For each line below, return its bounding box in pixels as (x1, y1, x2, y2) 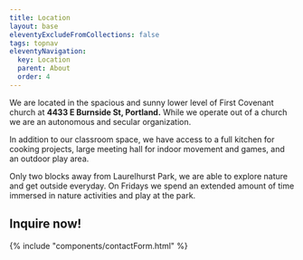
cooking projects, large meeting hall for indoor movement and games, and (9, 143, 285, 154)
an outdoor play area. (9, 153, 90, 164)
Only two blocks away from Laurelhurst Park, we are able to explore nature (9, 170, 289, 181)
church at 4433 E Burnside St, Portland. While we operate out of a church (9, 106, 288, 118)
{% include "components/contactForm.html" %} (9, 240, 188, 251)
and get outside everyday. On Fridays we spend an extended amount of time (9, 180, 295, 191)
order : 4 (17, 72, 51, 82)
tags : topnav (9, 38, 59, 48)
